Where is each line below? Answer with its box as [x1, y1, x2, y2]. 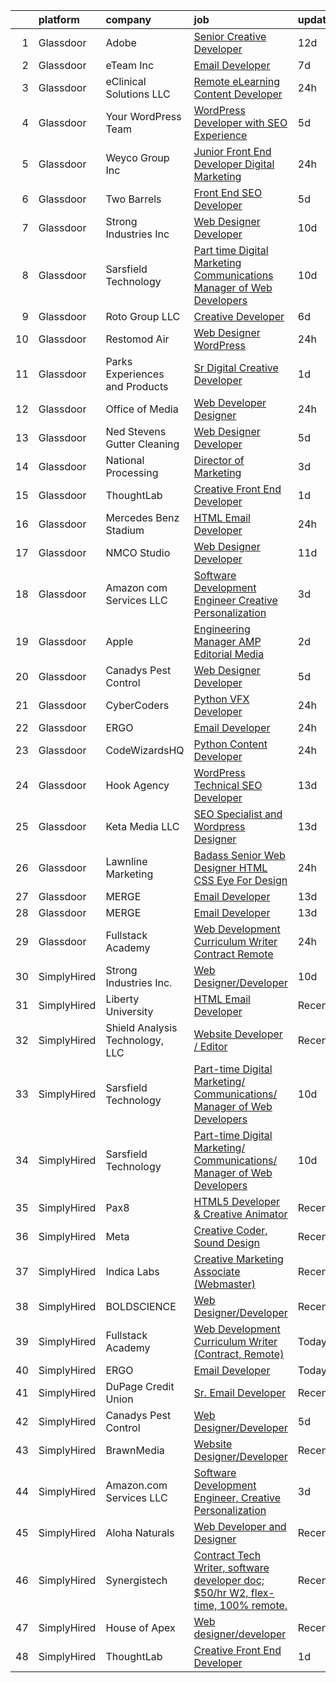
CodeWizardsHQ [105, 744, 185, 757]
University [105, 1005, 154, 1018]
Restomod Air [105, 332, 170, 346]
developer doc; [193, 1574, 265, 1587]
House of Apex [105, 1621, 176, 1634]
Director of [193, 454, 245, 467]
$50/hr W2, [193, 1586, 249, 1599]
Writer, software [193, 1561, 270, 1574]
